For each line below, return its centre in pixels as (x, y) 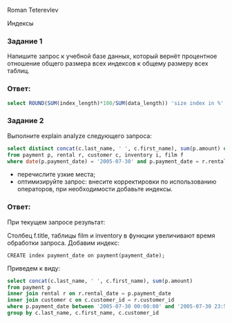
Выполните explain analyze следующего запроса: (79, 136)
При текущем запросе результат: (56, 222)
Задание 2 (26, 121)
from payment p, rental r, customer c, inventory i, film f (96, 155)
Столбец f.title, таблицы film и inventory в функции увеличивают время (111, 235)
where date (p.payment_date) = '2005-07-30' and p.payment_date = (103, 161)
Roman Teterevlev (33, 10)
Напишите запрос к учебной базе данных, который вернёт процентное (112, 56)
